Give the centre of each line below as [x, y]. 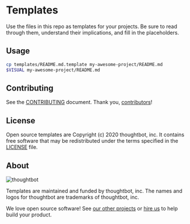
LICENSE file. [22, 147]
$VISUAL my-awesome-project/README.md [53, 70]
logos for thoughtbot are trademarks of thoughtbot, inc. [73, 197]
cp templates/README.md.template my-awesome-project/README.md [85, 64]
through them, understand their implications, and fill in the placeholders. [93, 32]
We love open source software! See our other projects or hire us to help [92, 208]
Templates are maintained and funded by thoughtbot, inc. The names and [94, 191]
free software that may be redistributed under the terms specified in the [92, 141]
